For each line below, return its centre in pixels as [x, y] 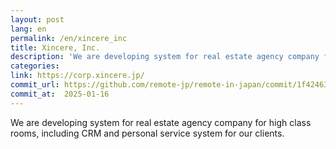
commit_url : [35, 85]
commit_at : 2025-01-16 [60, 94]
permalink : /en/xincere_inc [69, 38]
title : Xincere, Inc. [55, 47]
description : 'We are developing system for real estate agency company [165, 57]
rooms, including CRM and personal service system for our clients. [147, 133]
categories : [35, 66]
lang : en [28, 29]
